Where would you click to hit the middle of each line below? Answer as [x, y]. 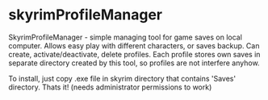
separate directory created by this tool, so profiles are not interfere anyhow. [134, 63]
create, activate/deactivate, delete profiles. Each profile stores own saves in [134, 54]
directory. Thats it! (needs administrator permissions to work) [110, 87]
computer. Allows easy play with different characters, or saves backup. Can [134, 45]
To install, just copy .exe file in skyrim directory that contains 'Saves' [122, 78]
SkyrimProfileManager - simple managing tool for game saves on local [125, 37]
